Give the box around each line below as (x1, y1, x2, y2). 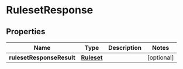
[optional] (147, 53, 174, 61)
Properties (6, 27, 46, 37)
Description (108, 44, 142, 52)
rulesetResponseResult (9, 53, 76, 61)
